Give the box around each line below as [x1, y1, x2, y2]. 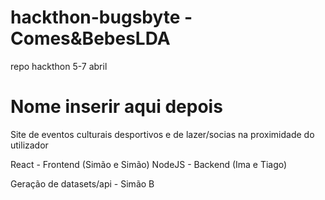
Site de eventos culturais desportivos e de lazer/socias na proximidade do [10, 128, 315, 140]
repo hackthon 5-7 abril [10, 60, 108, 72]
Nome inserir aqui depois [10, 96, 223, 118]
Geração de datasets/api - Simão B [10, 177, 155, 190]
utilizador [10, 139, 49, 151]
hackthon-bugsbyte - [10, 6, 193, 29]
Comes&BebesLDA [10, 27, 171, 50]
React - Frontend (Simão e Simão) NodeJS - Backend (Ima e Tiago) [10, 158, 288, 170]
